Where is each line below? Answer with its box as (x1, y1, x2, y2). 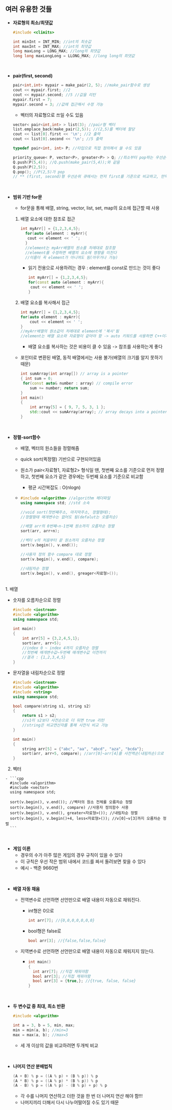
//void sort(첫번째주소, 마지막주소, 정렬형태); (20, 509, 111, 515)
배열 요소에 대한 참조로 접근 (20, 216, 75, 222)
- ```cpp (5, 776, 24, 781)
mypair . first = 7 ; (12, 97, 52, 102)
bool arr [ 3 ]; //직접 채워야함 (32, 974, 91, 979)
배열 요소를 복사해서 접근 (20, 299, 70, 305)
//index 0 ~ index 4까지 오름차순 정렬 (22, 645, 99, 650)
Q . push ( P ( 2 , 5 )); (12, 164, 48, 170)
